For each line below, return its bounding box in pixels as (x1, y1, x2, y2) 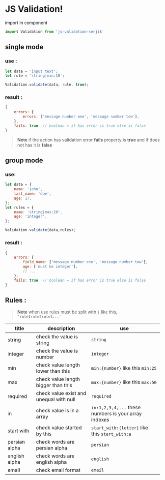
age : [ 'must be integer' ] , (23, 264, 78, 269)
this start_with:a (91, 430, 132, 437)
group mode (5, 156, 43, 165)
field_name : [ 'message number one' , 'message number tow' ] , (23, 260, 148, 265)
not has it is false (17, 142, 53, 148)
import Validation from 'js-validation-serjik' (5, 29, 105, 34)
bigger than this (36, 382, 73, 389)
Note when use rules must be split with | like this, (17, 309, 118, 315)
